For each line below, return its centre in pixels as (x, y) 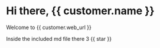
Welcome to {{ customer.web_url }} (49, 27)
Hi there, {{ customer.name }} (80, 11)
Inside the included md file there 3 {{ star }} (59, 39)
